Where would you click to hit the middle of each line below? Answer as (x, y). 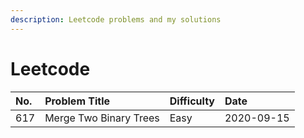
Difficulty (192, 101)
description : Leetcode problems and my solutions (116, 19)
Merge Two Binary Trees (102, 118)
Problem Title (77, 101)
